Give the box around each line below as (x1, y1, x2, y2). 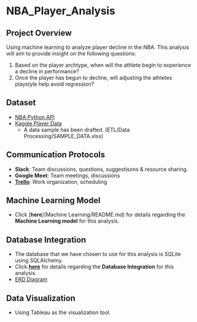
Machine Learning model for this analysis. (14, 217, 120, 224)
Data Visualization (6, 293, 76, 303)
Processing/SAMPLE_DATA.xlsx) (23, 132, 104, 139)
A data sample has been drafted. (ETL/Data (23, 126, 130, 133)
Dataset (6, 98, 36, 108)
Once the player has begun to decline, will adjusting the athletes (14, 74, 173, 81)
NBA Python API (14, 113, 55, 120)
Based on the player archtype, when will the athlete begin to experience (14, 61, 192, 68)
